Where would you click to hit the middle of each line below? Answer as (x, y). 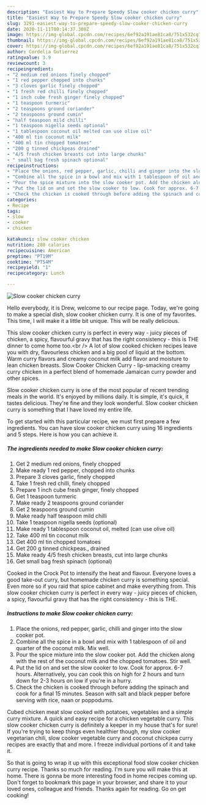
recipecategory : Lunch (36, 273)
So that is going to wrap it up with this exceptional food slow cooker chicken (103, 763)
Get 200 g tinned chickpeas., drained (63, 548)
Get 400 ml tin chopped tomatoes (58, 541)
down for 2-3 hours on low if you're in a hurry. (74, 680)
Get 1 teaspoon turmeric (46, 496)
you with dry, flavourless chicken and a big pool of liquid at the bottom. (96, 352)
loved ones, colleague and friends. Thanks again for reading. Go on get (97, 788)
